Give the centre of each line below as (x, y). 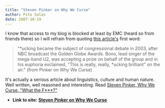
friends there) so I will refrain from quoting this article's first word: (73, 39)
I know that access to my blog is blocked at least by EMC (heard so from (80, 34)
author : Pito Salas (25, 15)
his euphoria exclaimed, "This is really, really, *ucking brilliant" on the (89, 65)
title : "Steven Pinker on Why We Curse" (48, 10)
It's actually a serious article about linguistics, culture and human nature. (80, 80)
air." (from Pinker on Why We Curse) (55, 70)
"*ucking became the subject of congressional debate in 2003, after (88, 49)
